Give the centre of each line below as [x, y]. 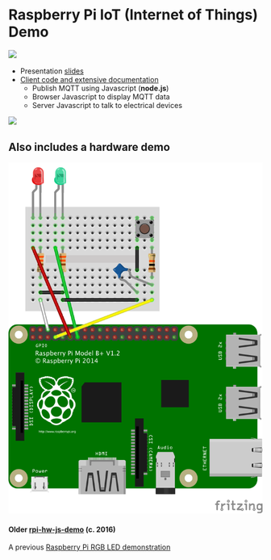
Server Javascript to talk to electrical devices [107, 105]
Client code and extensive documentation [89, 79]
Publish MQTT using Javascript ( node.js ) [100, 88]
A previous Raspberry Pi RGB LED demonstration [90, 547]
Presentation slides [52, 71]
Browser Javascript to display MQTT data [101, 96]
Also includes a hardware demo [90, 147]
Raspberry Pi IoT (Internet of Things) [133, 15]
